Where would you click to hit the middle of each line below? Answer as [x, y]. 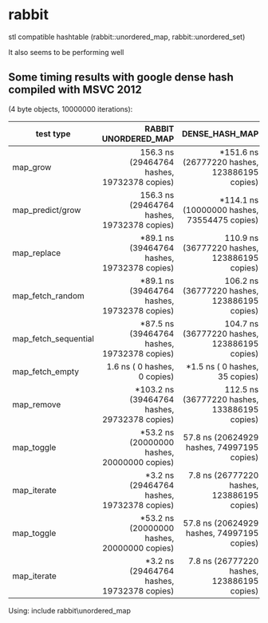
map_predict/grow [47, 210]
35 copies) [238, 377]
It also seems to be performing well [66, 52]
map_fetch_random [49, 295]
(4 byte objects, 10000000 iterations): [71, 108]
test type [53, 133]
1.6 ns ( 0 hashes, [140, 366]
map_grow [32, 167]
